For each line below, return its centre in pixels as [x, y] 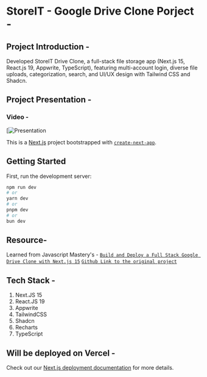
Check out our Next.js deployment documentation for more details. [90, 368]
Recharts [26, 328]
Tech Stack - [31, 280]
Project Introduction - [48, 47]
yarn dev [17, 199]
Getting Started [36, 162]
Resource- [27, 240]
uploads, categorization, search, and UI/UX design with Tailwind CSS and [98, 74]
